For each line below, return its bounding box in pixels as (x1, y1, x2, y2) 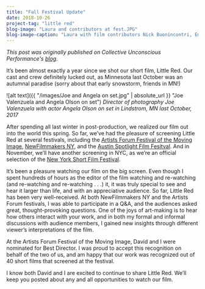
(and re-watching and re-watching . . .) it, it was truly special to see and (6, 181, 186, 188)
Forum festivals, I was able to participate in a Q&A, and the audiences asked (6, 200, 197, 208)
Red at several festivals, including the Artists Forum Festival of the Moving (6, 136, 192, 144)
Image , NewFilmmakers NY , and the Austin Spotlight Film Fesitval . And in (6, 143, 190, 150)
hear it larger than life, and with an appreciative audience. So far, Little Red (6, 187, 194, 195)
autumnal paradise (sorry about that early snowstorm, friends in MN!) (6, 80, 181, 88)
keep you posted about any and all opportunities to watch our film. (6, 276, 173, 283)
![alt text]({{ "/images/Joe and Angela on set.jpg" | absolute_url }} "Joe (6, 92, 184, 99)
